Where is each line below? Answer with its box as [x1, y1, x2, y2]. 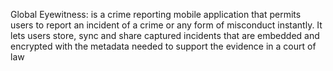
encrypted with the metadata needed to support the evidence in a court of [10, 40, 317, 52]
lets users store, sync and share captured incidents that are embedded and [10, 30, 320, 41]
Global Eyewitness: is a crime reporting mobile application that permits [10, 9, 302, 20]
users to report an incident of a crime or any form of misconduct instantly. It [10, 19, 323, 31]
